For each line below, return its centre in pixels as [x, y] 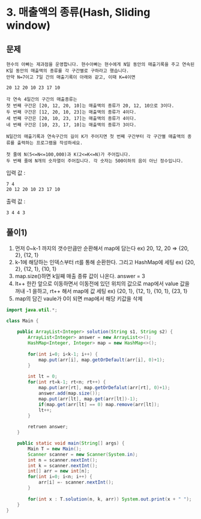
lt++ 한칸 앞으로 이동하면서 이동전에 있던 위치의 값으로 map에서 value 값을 [102, 284]
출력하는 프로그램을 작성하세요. [50, 143]
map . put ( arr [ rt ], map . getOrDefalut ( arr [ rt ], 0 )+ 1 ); [104, 388]
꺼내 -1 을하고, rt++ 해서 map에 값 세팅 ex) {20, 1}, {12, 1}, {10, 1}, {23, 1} [101, 291]
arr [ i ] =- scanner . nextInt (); [76, 482]
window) [28, 26]
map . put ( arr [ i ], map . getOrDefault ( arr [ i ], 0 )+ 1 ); [101, 360]
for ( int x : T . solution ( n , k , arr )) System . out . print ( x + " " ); [110, 499]
